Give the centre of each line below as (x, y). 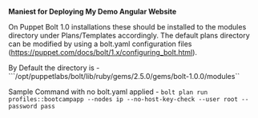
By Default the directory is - (54, 68)
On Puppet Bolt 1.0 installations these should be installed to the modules (127, 27)
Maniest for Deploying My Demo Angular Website (93, 12)
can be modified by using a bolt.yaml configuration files (100, 44)
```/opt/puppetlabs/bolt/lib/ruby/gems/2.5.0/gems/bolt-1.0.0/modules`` (124, 76)
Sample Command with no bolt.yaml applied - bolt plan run (108, 92)
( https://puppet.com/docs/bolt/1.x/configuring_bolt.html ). (103, 52)
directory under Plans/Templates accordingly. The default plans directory (129, 35)
